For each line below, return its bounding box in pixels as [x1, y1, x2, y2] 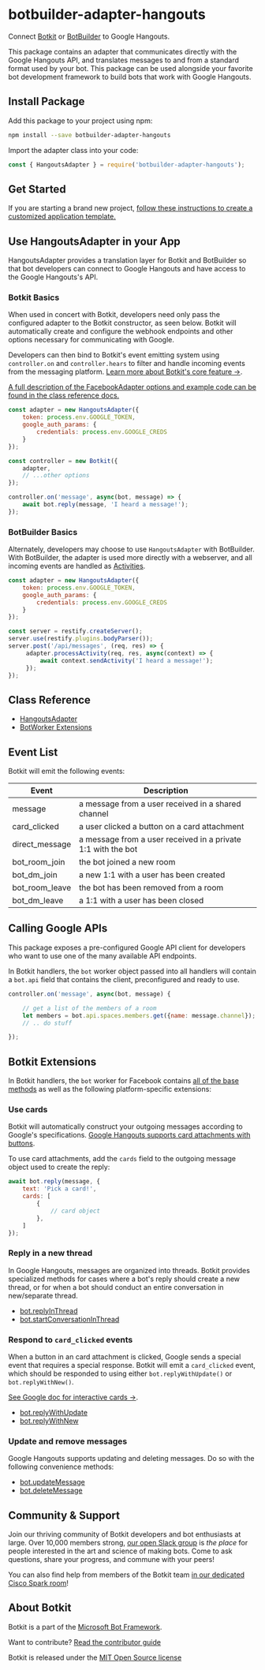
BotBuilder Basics [8, 526, 78, 537]
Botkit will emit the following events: [8, 767, 125, 776]
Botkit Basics [8, 292, 60, 303]
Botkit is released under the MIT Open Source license [8, 1653, 182, 1662]
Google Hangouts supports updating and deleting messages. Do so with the [8, 1454, 255, 1463]
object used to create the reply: [8, 1162, 110, 1172]
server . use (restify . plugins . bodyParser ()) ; [8, 635, 154, 643]
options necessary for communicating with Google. [8, 335, 175, 345]
